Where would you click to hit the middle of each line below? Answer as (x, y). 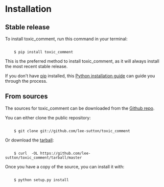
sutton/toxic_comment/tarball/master (44, 158)
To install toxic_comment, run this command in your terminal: (66, 39)
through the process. (26, 81)
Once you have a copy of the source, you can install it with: (65, 166)
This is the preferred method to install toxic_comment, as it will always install (82, 61)
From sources (26, 96)
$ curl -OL (26, 153)
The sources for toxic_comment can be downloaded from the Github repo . (80, 108)
